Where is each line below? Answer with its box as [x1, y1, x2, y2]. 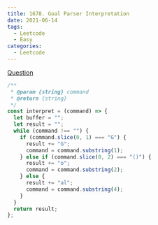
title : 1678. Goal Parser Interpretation [7, 10, 130, 17]
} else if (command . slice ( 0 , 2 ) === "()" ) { [20, 153, 152, 161]
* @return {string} [10, 95, 68, 102]
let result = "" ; [13, 121, 64, 128]
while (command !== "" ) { [13, 127, 89, 134]
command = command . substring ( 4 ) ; [25, 186, 124, 193]
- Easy [13, 36, 33, 43]
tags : [7, 23, 23, 30]
